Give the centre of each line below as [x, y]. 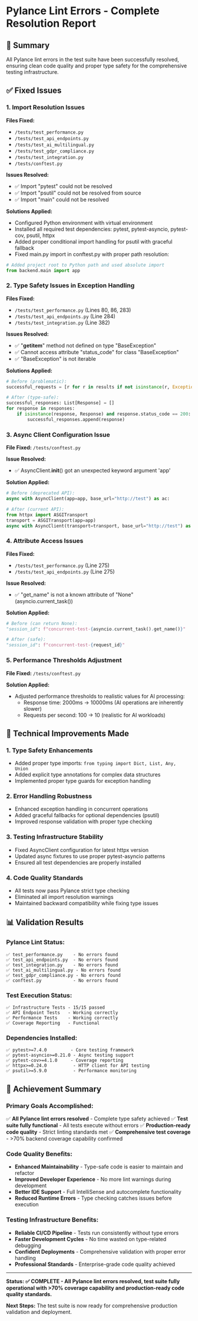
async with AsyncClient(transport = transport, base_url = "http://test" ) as [99, 526]
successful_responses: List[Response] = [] [60, 403]
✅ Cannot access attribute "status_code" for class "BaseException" [97, 352]
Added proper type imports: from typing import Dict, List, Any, [95, 763]
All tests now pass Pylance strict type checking [72, 891]
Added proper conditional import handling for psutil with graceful [93, 241]
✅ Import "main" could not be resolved [62, 199]
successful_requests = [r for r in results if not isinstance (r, [88, 387]
